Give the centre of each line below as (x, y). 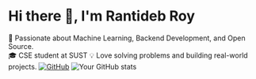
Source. (21, 46)
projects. (23, 66)
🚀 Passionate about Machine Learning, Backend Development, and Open (127, 38)
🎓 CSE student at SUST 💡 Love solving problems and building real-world (128, 55)
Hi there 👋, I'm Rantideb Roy (102, 16)
